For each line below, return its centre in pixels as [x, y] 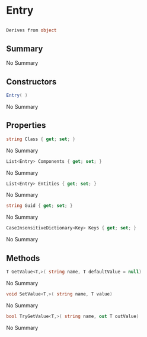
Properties [26, 125]
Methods [23, 258]
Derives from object [32, 30]
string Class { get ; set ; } [41, 139]
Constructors [31, 82]
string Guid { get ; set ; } [39, 206]
